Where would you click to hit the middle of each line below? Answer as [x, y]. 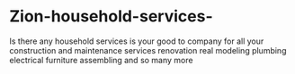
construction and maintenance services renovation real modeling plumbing [148, 50]
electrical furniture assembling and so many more [101, 60]
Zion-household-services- [111, 16]
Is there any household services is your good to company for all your [137, 41]
